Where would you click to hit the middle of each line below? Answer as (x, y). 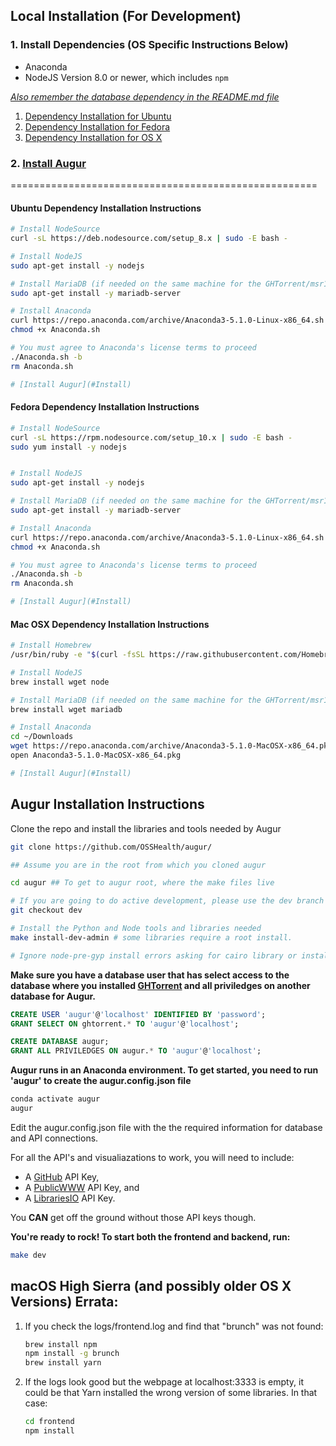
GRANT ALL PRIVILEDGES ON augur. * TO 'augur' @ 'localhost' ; (136, 1051)
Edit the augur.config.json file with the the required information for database (166, 1127)
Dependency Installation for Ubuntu (98, 116)
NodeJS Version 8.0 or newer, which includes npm (126, 77)
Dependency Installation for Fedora (97, 126)
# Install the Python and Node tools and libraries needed (136, 929)
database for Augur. (53, 996)
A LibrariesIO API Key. (70, 1198)
